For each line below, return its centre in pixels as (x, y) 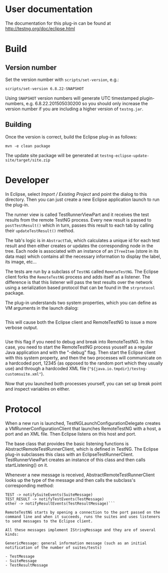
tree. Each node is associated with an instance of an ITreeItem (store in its (82, 251)
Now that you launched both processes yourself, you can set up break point (83, 383)
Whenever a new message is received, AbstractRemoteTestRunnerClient (80, 475)
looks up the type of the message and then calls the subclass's (70, 480)
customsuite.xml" (23, 374)
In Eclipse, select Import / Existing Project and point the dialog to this (76, 194)
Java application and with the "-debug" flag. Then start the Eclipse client (80, 352)
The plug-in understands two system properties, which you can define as (81, 303)
